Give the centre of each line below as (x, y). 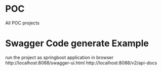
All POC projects (22, 23)
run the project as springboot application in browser (59, 57)
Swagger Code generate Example (77, 43)
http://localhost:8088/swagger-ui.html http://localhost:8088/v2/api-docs (81, 63)
